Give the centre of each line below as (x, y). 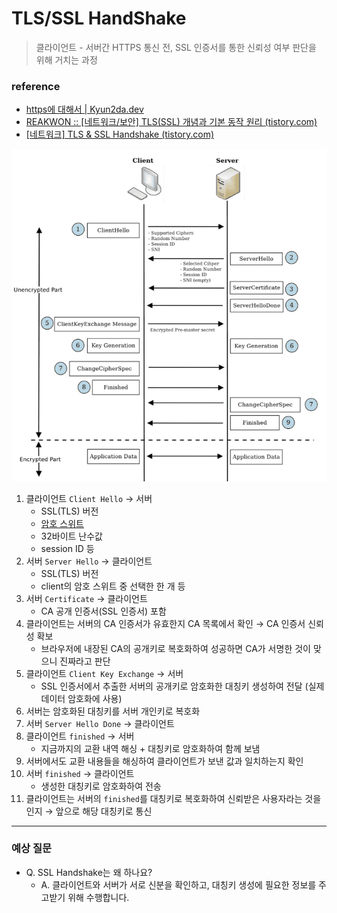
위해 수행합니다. (98, 897)
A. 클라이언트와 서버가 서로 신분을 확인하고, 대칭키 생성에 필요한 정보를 (178, 884)
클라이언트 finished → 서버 (80, 736)
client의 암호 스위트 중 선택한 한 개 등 (113, 586)
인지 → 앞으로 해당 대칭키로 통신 (89, 811)
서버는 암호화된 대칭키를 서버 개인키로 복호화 (113, 711)
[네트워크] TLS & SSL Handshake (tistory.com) (120, 134)
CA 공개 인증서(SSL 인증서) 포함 (103, 611)
